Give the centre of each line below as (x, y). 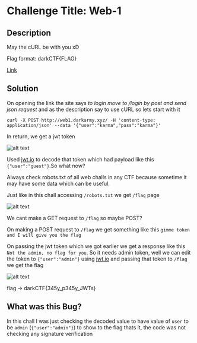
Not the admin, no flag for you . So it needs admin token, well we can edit (99, 252)
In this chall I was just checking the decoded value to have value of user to (98, 321)
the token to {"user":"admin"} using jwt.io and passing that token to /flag (97, 259)
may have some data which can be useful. (58, 183)
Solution (23, 89)
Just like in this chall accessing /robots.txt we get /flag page (83, 195)
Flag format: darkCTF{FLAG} (42, 58)
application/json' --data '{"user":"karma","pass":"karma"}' (84, 125)
